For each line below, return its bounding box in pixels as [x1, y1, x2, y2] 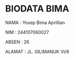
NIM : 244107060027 [5, 29, 49, 35]
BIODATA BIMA [5, 3, 69, 14]
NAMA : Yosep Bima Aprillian [5, 19, 65, 25]
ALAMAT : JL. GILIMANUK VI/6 [5, 48, 69, 54]
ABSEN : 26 [5, 38, 29, 45]
